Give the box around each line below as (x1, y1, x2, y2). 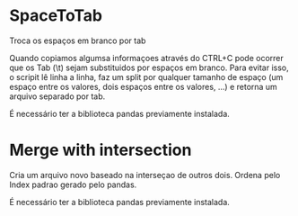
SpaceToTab (9, 5, 103, 26)
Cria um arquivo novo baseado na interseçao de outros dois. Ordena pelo (9, 169, 281, 180)
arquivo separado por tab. (9, 91, 106, 102)
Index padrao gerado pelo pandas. (9, 179, 137, 190)
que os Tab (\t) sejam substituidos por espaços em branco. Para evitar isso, (9, 62, 289, 73)
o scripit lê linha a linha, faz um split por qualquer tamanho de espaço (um (9, 71, 284, 82)
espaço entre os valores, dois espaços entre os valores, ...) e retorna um (9, 81, 278, 92)
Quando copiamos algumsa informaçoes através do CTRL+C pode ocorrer (9, 52, 285, 63)
